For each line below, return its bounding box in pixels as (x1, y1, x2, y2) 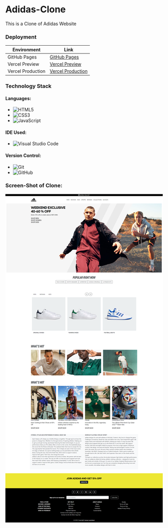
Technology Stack (5, 82, 52, 89)
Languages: (5, 95, 32, 101)
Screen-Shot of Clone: (5, 182, 63, 189)
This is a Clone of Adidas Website (5, 21, 77, 27)
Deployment (5, 33, 37, 41)
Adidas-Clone (5, 4, 66, 15)
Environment (12, 46, 41, 52)
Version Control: (5, 152, 42, 159)
